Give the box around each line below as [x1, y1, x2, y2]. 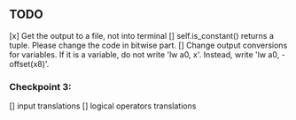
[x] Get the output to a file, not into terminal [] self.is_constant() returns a [9, 30, 275, 41]
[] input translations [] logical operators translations [9, 101, 197, 111]
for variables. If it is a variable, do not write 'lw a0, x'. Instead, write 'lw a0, [9, 49, 280, 60]
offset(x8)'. [9, 58, 50, 69]
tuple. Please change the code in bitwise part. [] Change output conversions [9, 40, 288, 50]
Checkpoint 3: [9, 80, 72, 93]
